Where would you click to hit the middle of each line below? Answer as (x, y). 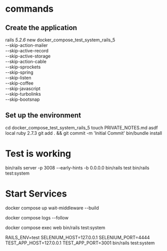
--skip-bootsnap (23, 99)
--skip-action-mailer (27, 45)
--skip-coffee (20, 83)
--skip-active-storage (28, 56)
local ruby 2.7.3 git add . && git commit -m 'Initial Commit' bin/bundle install (84, 133)
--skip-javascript (23, 89)
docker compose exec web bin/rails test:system (55, 228)
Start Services (36, 193)
